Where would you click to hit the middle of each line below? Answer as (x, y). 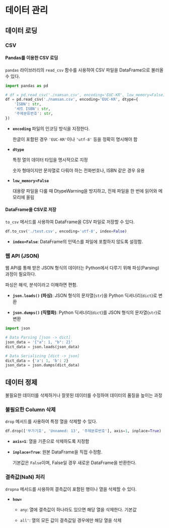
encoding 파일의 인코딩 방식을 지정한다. (51, 128)
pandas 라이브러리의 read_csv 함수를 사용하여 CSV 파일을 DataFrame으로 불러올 (84, 70)
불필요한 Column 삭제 (30, 410)
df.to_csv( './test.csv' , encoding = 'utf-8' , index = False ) (66, 232)
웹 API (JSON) (22, 256)
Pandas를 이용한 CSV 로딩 (32, 58)
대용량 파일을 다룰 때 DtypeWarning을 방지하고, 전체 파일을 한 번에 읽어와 (85, 191)
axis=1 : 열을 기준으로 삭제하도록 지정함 (51, 441)
